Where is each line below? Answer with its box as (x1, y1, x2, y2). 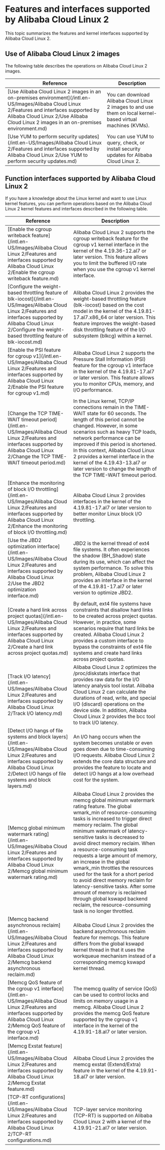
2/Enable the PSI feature (7, 383, 64, 390)
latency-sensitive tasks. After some (73, 883, 156, 890)
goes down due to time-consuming (73, 745, 155, 752)
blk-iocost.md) (7, 338, 43, 345)
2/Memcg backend (7, 958, 52, 965)
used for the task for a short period (73, 871, 154, 878)
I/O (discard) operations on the (73, 701, 145, 708)
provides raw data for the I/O (73, 676, 140, 683)
